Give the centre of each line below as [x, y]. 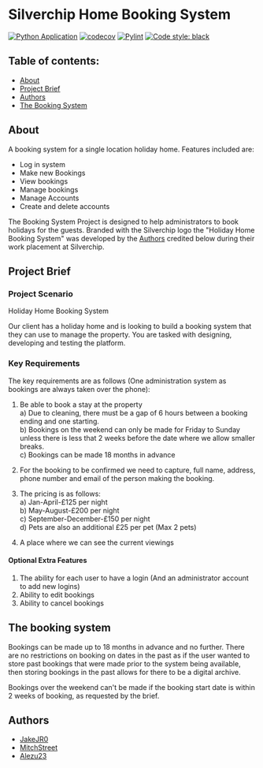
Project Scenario [41, 293]
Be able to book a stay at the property [81, 405]
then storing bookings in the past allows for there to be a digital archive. [125, 672]
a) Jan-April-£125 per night [63, 501]
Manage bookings [49, 189]
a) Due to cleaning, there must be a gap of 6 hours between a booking [133, 412]
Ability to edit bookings [57, 595]
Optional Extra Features [48, 561]
